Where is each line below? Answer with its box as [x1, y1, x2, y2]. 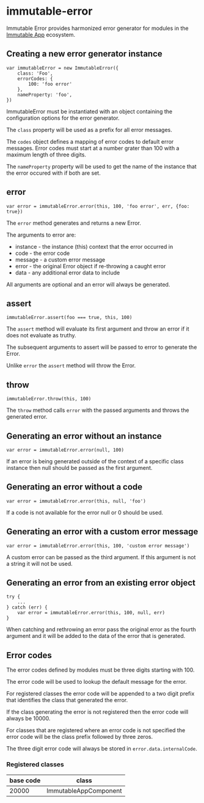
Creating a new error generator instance [6, 49, 163, 59]
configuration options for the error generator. [6, 114, 120, 122]
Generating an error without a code [6, 482, 143, 493]
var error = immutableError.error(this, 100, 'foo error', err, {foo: [6, 203, 190, 209]
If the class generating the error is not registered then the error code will [6, 708, 189, 716]
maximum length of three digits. [6, 151, 87, 158]
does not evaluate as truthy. [6, 332, 76, 339]
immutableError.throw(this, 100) [6, 396, 92, 402]
